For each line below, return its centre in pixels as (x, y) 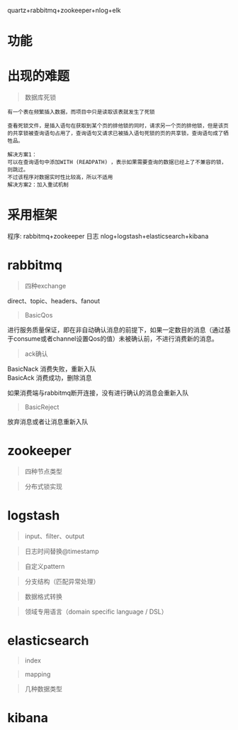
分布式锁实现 (43, 486)
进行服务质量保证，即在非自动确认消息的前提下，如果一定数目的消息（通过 (116, 330)
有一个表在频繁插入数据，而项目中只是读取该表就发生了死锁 (81, 112)
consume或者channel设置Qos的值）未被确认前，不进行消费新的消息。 (115, 339)
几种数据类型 (43, 689)
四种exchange (45, 286)
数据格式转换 (43, 596)
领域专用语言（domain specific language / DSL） (96, 611)
